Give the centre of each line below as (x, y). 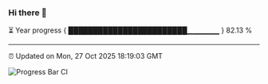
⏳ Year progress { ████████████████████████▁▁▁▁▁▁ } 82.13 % (130, 30)
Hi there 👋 (28, 13)
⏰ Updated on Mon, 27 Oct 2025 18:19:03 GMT (86, 56)
